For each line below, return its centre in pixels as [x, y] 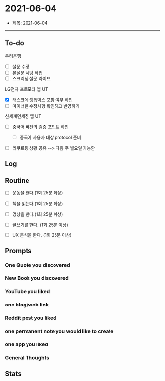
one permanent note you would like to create [59, 331]
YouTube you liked [27, 291]
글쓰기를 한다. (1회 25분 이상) [40, 225]
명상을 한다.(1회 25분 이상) [38, 214]
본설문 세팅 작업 [27, 73]
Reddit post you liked [31, 318]
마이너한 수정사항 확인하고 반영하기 [46, 106]
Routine [17, 181]
